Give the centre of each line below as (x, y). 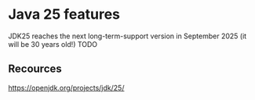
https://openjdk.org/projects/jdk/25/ (66, 87)
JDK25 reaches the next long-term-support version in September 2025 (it (127, 36)
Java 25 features (64, 14)
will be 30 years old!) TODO (53, 44)
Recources (35, 69)
